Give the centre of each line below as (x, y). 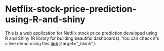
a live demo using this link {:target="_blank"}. (51, 43)
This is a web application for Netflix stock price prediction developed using (81, 33)
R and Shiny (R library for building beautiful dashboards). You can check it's (82, 38)
